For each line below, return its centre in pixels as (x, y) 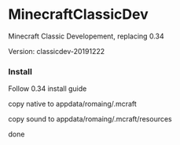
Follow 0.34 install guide (48, 89)
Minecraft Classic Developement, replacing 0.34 (86, 36)
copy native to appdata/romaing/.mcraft (73, 104)
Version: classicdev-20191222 (57, 51)
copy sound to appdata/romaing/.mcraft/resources (90, 119)
